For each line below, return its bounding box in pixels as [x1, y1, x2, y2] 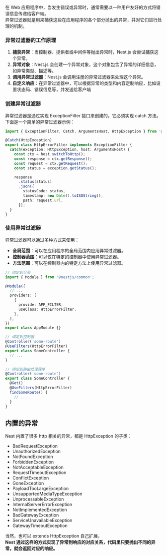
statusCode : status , [23, 189, 66, 194]
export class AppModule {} [5, 325, 61, 331]
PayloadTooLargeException [12, 486, 69, 492]
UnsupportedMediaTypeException [12, 491, 83, 497]
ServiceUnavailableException [12, 518, 73, 524]
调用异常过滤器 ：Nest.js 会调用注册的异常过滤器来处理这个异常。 [12, 74, 146, 80]
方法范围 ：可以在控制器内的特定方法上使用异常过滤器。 [12, 260, 126, 266]
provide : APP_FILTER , [18, 302, 64, 307]
